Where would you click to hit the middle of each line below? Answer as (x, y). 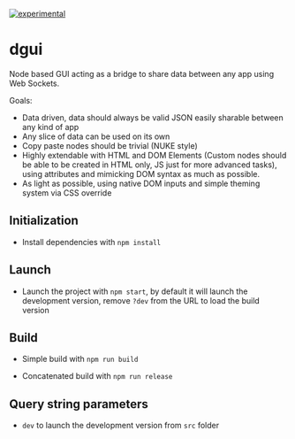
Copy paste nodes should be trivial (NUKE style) (110, 145)
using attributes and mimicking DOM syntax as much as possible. (141, 173)
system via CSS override (67, 193)
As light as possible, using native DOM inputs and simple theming (141, 183)
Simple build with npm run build (80, 359)
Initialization (44, 221)
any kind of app (50, 127)
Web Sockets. (34, 83)
